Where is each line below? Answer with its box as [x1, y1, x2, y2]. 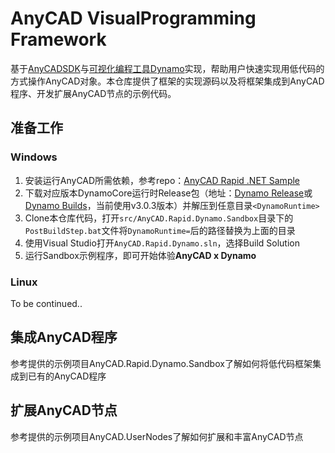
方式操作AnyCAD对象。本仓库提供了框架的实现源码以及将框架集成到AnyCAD [10, 75, 325, 87]
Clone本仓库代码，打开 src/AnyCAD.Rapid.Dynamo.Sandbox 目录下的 [24, 212, 294, 224]
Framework [10, 28, 107, 51]
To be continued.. [10, 297, 83, 309]
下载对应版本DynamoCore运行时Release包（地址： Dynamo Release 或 [24, 187, 313, 199]
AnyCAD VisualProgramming [10, 7, 257, 30]
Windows [10, 150, 58, 164]
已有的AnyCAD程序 [27, 370, 107, 382]
